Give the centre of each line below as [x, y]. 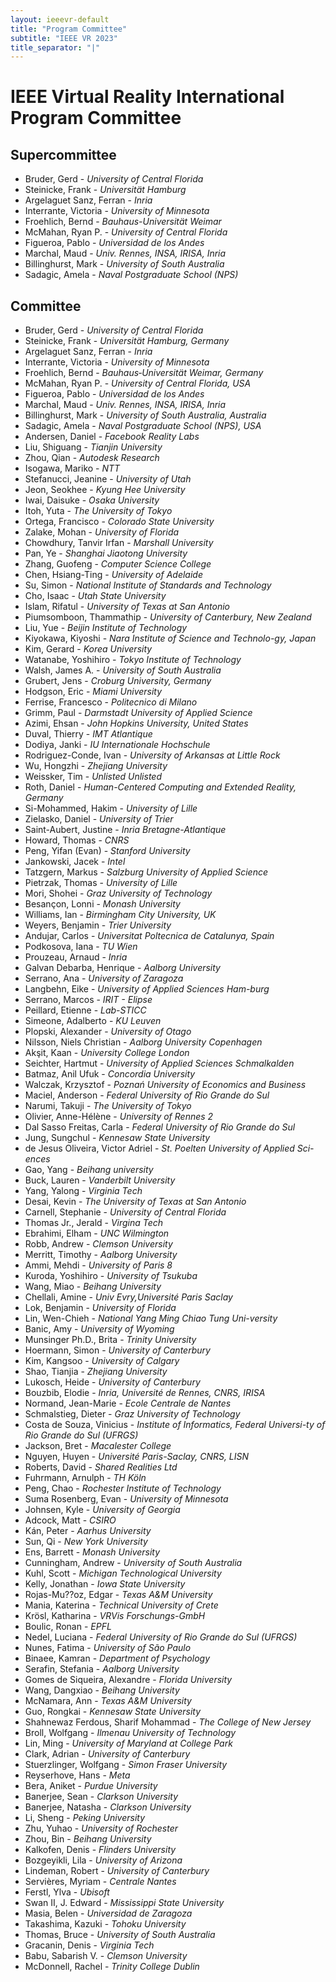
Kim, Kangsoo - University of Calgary [102, 1361]
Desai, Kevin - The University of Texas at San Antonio [135, 1202]
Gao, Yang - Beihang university [89, 1170]
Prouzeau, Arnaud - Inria [76, 957]
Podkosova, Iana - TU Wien [81, 947]
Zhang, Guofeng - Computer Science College [118, 564]
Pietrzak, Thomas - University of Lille [101, 883]
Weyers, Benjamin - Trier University [98, 925]
